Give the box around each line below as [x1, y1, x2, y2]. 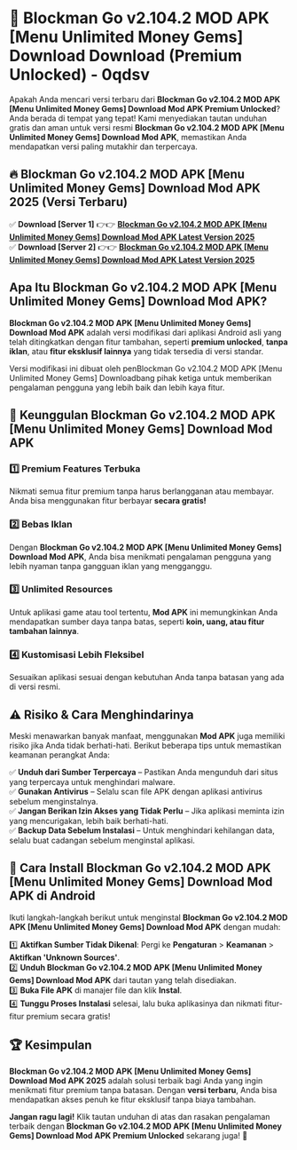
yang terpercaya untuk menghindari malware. [9, 776, 176, 787]
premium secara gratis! [26, 1011, 111, 1021]
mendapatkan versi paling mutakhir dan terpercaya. [9, 141, 198, 152]
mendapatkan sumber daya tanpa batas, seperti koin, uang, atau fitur [9, 616, 265, 627]
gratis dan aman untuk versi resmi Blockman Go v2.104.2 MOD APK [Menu [9, 122, 285, 132]
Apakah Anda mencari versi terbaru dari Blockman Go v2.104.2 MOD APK [9, 93, 281, 105]
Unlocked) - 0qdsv [9, 65, 151, 85]
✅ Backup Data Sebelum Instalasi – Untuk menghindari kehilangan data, [9, 825, 275, 836]
